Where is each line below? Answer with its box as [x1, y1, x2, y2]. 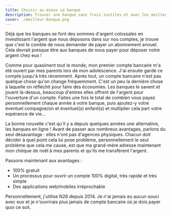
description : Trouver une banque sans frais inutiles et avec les [5, 12, 149, 17]
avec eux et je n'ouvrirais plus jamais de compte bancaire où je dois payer [5, 199, 161, 205]
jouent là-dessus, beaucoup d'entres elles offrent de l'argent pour [5, 89, 144, 96]
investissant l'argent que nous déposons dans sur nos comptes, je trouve [5, 36, 159, 42]
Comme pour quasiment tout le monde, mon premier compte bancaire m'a [5, 62, 161, 69]
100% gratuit [12, 167, 40, 173]
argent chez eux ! [5, 52, 42, 58]
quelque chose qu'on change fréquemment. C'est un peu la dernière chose [5, 78, 163, 84]
